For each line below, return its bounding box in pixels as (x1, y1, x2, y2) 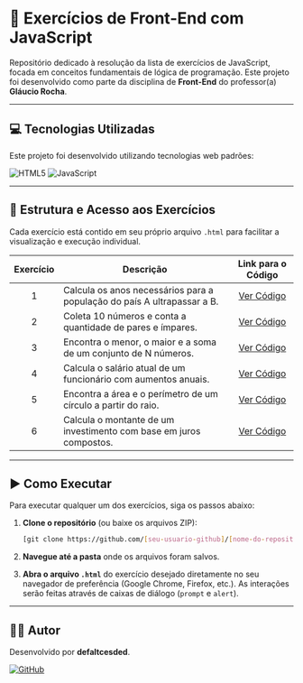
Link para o (237, 257, 287, 270)
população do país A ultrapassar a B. (62, 295, 219, 308)
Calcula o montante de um (62, 413, 175, 426)
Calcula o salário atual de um (62, 361, 186, 374)
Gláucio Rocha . (9, 86, 68, 97)
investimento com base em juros (62, 424, 201, 437)
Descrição (122, 263, 168, 275)
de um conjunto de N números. (62, 346, 194, 359)
